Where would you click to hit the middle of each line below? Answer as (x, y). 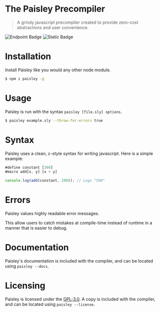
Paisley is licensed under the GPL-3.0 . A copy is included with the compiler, (80, 299)
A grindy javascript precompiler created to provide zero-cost (78, 22)
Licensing (25, 286)
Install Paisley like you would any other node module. (58, 70)
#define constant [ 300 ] (29, 167)
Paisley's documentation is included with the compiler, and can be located (79, 261)
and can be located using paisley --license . (50, 304)
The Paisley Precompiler (55, 9)
